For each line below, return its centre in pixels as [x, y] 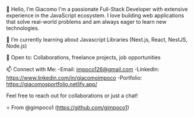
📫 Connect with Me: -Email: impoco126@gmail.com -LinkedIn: [83, 69]
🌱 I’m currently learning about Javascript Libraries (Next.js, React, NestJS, [97, 39]
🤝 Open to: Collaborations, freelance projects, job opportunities [84, 57]
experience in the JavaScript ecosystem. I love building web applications [95, 15]
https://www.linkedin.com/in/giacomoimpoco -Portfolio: [74, 78]
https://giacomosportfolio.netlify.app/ [52, 84]
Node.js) [17, 46]
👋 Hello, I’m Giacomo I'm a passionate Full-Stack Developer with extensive [97, 9]
